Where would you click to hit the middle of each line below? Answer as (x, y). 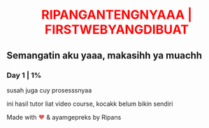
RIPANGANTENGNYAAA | (117, 15)
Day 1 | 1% (24, 75)
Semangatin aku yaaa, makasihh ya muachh (104, 55)
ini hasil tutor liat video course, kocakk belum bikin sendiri (90, 104)
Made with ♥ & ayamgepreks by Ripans (64, 117)
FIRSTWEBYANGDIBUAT (117, 30)
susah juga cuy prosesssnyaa (49, 90)
